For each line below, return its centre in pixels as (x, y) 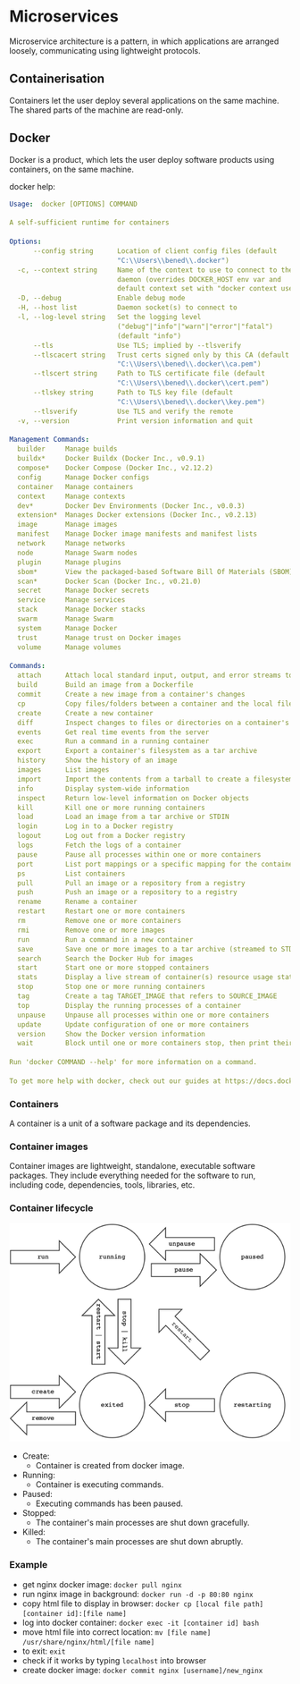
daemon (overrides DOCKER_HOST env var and (199, 279)
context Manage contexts (71, 496)
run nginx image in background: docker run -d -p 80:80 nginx (137, 1594)
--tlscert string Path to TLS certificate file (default (149, 374)
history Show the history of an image (97, 761)
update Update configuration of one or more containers (133, 1024)
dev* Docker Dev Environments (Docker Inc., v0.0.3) (131, 506)
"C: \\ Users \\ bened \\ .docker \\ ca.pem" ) (189, 364)
